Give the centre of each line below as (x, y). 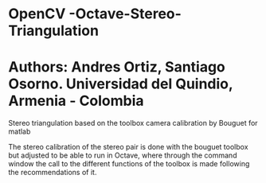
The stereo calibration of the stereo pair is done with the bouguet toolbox (128, 147)
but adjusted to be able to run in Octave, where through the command (123, 155)
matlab (20, 131)
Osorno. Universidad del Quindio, (121, 84)
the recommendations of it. (53, 173)
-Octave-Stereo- (125, 14)
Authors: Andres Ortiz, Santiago (117, 67)
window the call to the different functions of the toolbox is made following (129, 164)
